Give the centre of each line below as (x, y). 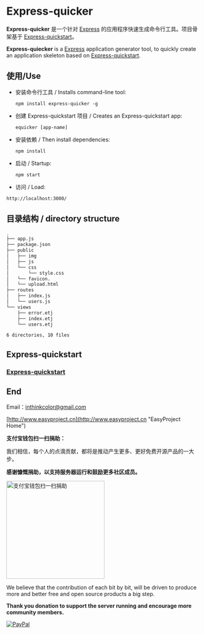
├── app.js (20, 239)
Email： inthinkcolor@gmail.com (47, 407)
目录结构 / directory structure (63, 219)
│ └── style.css (35, 273)
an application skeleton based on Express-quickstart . (74, 55)
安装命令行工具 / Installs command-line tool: (71, 92)
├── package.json (28, 245)
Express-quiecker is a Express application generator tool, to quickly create (101, 49)
